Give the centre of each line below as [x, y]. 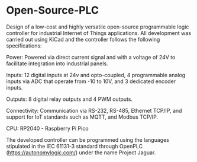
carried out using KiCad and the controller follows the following [83, 39]
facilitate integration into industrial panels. [57, 63]
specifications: [24, 46]
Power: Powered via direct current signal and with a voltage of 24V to [91, 57]
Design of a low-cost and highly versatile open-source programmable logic [98, 27]
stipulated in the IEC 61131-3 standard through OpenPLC [75, 146]
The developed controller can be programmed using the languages [88, 139]
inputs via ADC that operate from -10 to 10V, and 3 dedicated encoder [91, 81]
